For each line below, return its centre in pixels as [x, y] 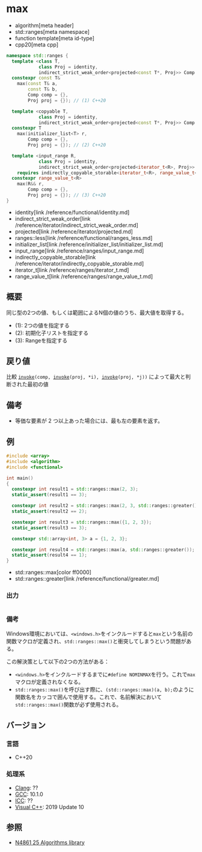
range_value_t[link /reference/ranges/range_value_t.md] [84, 276]
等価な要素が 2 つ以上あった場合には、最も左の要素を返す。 [89, 421]
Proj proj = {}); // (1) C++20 [67, 100]
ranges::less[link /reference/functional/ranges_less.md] [84, 238]
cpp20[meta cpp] [37, 45]
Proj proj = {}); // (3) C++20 [67, 195]
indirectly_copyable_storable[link [55, 257]
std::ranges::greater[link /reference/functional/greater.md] [87, 579]
